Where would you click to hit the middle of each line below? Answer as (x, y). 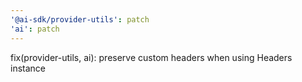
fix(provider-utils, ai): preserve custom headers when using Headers (151, 57)
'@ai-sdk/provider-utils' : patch (80, 19)
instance (28, 68)
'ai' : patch (35, 29)
